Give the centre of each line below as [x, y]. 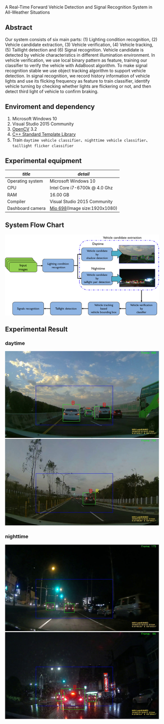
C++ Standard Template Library [44, 134]
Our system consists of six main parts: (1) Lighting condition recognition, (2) [81, 39]
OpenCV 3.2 [25, 129]
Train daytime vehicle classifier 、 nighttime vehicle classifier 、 [81, 140]
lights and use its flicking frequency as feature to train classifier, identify [78, 81]
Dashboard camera [26, 208]
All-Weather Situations [28, 12]
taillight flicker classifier [43, 146]
